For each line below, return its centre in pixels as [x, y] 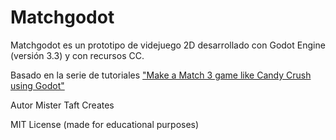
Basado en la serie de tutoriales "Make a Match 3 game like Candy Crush [161, 75]
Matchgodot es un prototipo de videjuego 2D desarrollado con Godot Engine [168, 45]
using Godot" [37, 85]
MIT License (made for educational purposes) [105, 124]
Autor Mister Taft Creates [62, 105]
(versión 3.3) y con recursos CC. [77, 55]
